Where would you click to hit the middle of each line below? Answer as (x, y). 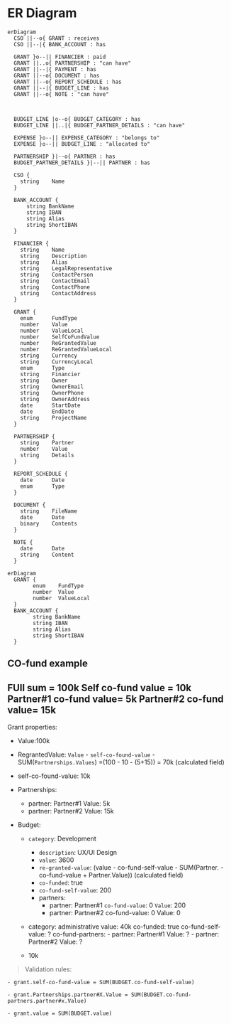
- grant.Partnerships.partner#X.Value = (68, 995)
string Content (47, 555)
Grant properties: (33, 727)
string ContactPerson (57, 274)
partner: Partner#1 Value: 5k (69, 804)
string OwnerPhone (52, 393)
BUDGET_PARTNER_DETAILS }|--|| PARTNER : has (82, 162)
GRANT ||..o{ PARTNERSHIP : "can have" (73, 63)
